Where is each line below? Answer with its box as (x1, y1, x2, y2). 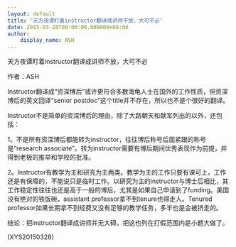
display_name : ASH (20, 37, 75, 44)
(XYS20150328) (7, 233, 55, 241)
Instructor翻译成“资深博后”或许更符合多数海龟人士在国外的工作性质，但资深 (7, 87, 228, 96)
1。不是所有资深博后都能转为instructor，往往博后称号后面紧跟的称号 (7, 136, 206, 144)
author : (7, 30, 31, 38)
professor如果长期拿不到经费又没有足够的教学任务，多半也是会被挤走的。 (7, 204, 222, 212)
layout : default (7, 10, 55, 18)
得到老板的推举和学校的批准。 (7, 153, 95, 162)
